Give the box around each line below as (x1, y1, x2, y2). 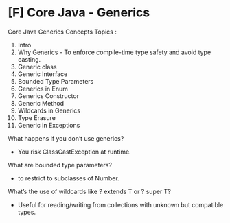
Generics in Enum (17, 84, 68, 93)
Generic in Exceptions (17, 121, 80, 129)
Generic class (17, 62, 57, 71)
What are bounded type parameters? (8, 161, 113, 169)
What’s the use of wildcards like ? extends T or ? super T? (8, 187, 171, 196)
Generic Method (17, 99, 65, 107)
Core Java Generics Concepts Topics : (8, 27, 117, 36)
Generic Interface (17, 70, 68, 78)
